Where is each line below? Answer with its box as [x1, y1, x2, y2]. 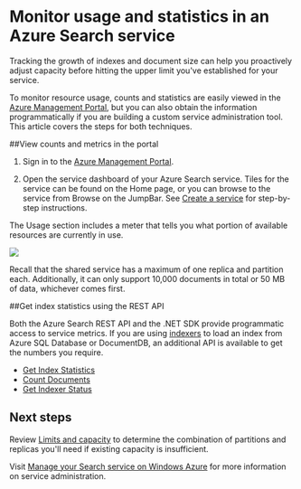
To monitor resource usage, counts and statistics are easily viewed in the [9, 92, 282, 103]
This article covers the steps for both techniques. [9, 120, 193, 132]
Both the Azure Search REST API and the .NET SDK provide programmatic [9, 318, 285, 329]
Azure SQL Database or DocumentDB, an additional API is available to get [9, 337, 283, 348]
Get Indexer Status [22, 383, 92, 394]
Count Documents [22, 373, 90, 385]
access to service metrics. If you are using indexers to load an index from [9, 327, 283, 338]
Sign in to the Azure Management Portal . [22, 155, 174, 166]
